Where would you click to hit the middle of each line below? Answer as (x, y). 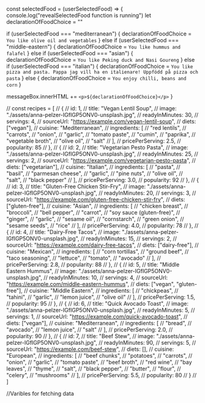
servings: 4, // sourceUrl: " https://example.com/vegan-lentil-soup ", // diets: (101, 121)
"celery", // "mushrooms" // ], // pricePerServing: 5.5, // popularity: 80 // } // (102, 375)
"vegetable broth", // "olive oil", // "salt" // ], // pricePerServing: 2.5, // (94, 141)
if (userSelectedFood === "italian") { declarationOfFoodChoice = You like (100, 66)
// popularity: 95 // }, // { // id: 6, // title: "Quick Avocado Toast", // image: (97, 303)
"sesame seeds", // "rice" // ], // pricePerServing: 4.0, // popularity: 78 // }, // (102, 225)
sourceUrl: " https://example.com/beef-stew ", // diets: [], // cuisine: (90, 349)
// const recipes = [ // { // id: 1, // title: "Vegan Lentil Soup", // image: (91, 108)
